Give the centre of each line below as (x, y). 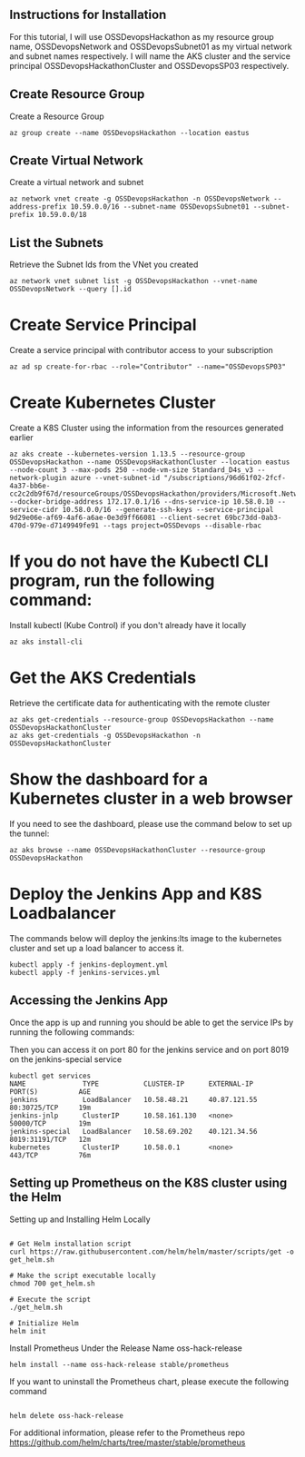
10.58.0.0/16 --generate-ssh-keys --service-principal (168, 510)
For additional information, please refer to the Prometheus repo (127, 1432)
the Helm (35, 1197)
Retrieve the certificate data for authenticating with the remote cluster (140, 703)
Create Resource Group (77, 94)
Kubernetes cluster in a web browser (151, 799)
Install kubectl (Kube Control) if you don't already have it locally (128, 625)
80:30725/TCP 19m (50, 1108)
